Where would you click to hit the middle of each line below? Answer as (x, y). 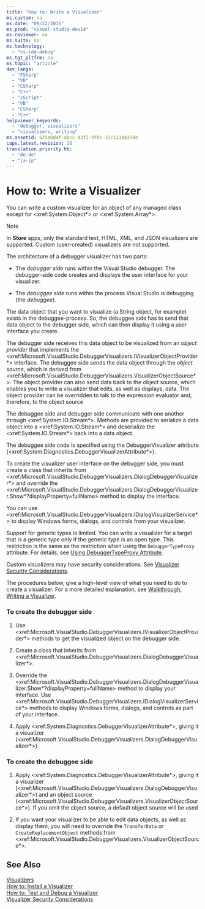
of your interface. (37, 714)
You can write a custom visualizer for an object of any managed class (94, 208)
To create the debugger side (49, 612)
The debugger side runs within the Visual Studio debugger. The (95, 268)
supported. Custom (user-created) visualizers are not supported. (88, 245)
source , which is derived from (44, 369)
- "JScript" (27, 98)
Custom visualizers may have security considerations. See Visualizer (93, 565)
